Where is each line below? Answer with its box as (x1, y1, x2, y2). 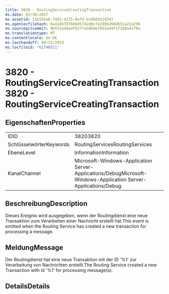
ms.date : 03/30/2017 (5, 12, 49, 17)
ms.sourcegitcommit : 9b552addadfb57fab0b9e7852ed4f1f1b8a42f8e (5, 26, 141, 31)
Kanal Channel (8, 169, 41, 176)
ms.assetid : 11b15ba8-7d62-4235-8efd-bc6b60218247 (5, 17, 114, 22)
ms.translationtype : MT (5, 31, 55, 36)
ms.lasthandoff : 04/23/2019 (5, 40, 64, 45)
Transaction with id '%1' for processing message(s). (5, 267, 113, 273)
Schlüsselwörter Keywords (8, 141, 70, 148)
